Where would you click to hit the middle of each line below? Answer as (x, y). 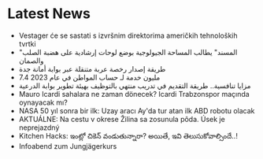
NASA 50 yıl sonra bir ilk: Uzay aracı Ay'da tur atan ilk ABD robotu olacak (137, 110)
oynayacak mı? (43, 102)
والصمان (31, 61)
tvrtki (27, 43)
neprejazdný (39, 128)
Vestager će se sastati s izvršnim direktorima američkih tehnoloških (128, 35)
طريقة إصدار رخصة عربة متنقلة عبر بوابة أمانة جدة (92, 68)
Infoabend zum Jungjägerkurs (68, 146)
